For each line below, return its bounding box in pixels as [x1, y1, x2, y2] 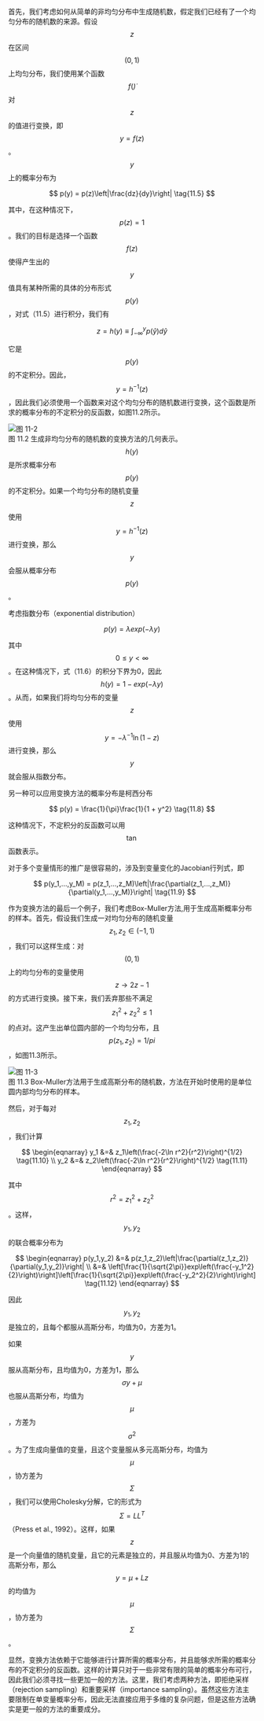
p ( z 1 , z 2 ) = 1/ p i [108, 1035, 156, 1047]
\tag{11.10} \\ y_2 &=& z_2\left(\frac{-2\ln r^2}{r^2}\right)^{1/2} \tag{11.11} [16, 1155, 248, 1166]
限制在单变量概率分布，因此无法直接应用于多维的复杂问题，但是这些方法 [14, 1694, 249, 1704]
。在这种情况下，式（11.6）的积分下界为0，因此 [8, 666, 163, 676]
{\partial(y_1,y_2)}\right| [9, 1262, 85, 1271]
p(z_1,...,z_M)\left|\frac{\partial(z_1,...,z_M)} [93, 879, 232, 889]
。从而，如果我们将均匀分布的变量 [8, 692, 119, 702]
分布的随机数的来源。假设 [14, 17, 98, 26]
